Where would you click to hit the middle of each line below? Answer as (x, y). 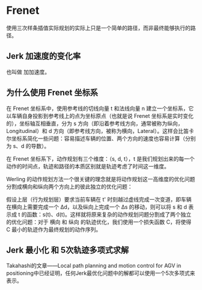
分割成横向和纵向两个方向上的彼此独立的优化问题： (69, 187)
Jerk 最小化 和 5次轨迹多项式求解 (68, 250)
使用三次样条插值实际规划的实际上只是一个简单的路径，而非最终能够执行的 (98, 28)
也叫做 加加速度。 (28, 72)
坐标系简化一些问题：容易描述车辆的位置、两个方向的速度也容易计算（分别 (103, 138)
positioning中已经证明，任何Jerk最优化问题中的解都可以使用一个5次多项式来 (101, 273)
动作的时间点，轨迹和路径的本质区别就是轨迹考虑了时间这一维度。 (88, 166)
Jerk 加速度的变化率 (44, 56)
